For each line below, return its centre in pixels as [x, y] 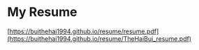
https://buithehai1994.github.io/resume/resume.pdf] [84, 31]
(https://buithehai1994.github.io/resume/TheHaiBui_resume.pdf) [99, 38]
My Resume [42, 12]
